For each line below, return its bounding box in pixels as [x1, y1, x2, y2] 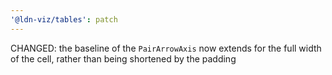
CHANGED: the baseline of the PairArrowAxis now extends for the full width [10, 42, 322, 54]
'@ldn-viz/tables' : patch [10, 14, 118, 25]
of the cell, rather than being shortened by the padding [10, 52, 237, 65]
